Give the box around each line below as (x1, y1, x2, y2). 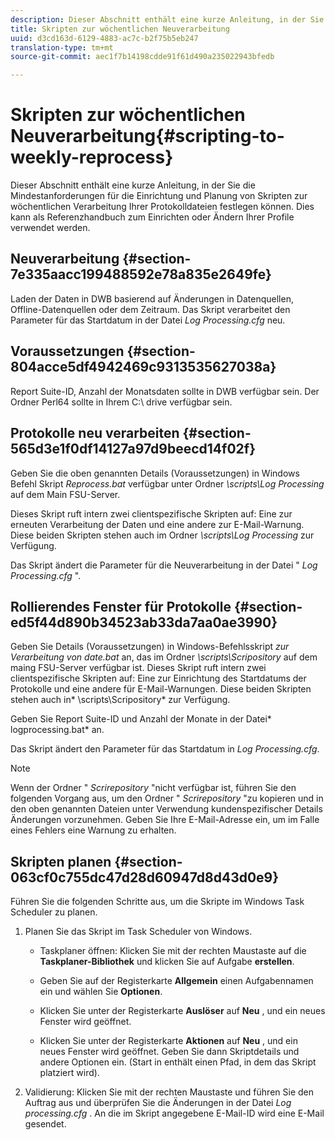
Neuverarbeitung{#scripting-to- (10, 125, 285, 148)
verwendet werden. (10, 222, 91, 234)
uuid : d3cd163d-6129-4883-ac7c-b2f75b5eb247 (10, 33, 199, 43)
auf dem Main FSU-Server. (10, 488, 121, 500)
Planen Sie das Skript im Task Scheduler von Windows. (24, 926, 253, 938)
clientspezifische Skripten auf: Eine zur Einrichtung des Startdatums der (10, 672, 307, 685)
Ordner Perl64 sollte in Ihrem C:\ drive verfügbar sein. (10, 396, 233, 408)
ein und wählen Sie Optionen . (39, 986, 163, 998)
